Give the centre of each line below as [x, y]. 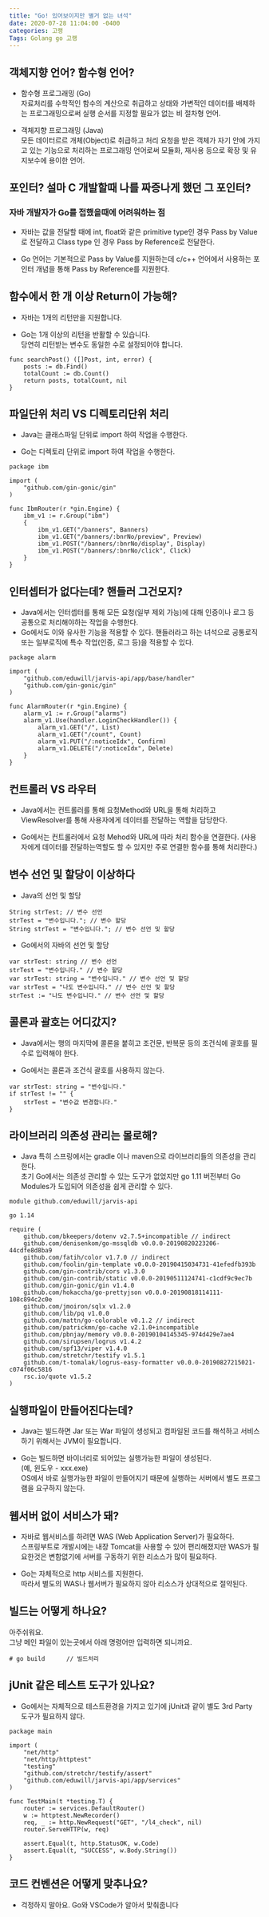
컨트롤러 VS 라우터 [53, 789]
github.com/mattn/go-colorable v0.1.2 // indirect [109, 1321]
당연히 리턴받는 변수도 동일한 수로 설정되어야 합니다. [101, 344]
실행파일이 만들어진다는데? [71, 1410]
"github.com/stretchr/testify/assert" [88, 1773]
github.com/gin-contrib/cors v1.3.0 [85, 1272]
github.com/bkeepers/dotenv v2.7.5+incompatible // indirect [127, 1237]
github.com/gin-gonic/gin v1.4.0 [79, 1286]
